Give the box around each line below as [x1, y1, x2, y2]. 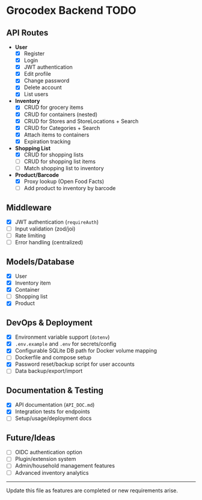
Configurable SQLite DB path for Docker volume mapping [14, 347, 158, 354]
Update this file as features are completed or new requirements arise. [6, 487, 179, 494]
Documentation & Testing [6, 385, 103, 395]
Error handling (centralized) [14, 239, 84, 246]
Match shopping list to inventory [23, 164, 104, 171]
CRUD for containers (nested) [23, 111, 98, 118]
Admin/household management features [14, 462, 115, 469]
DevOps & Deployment [6, 317, 93, 328]
